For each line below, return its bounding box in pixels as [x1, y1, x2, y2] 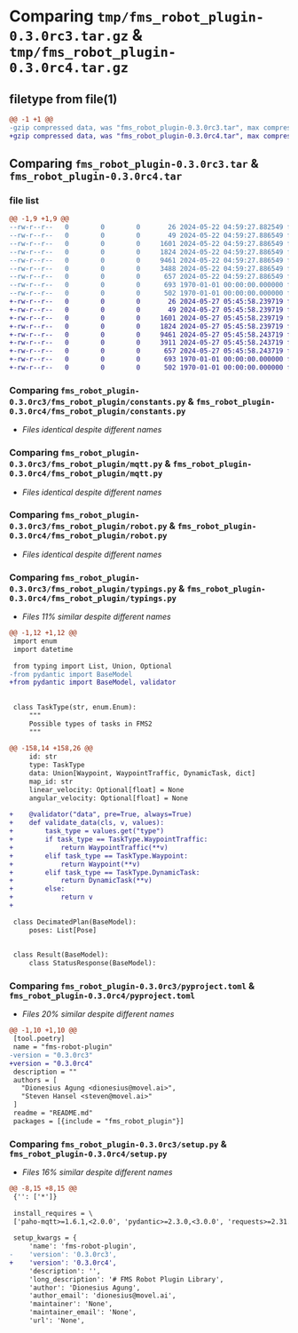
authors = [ [12, 1075, 58, 1084]
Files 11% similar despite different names [21, 611, 171, 623]
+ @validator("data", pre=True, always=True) [9, 810, 192, 819]
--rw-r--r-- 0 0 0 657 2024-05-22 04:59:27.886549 [9, 273, 284, 282]
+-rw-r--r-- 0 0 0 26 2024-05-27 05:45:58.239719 [9, 298, 284, 306]
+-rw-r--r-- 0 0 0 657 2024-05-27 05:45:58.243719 [9, 346, 284, 356]
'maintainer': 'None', [28, 1299, 114, 1309]
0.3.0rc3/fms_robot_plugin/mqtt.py [9, 459, 163, 470]
